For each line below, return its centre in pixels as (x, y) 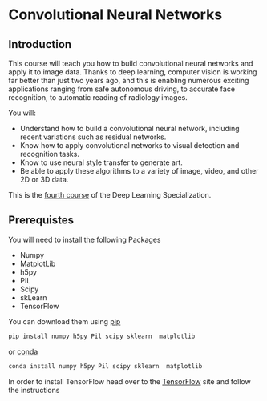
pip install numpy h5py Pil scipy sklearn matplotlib (102, 336)
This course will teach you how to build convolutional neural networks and (131, 63)
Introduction (40, 44)
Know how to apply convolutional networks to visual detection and (129, 145)
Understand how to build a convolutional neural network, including (129, 128)
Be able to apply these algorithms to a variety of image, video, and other (139, 171)
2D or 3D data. (44, 179)
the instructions (34, 390)
